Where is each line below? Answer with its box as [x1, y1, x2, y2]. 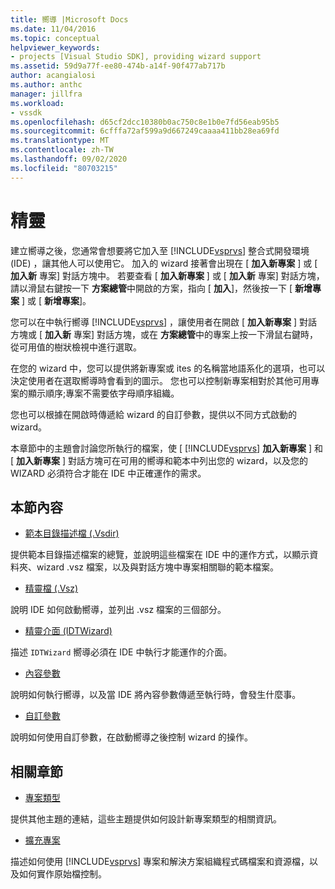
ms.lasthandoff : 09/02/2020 [10, 154, 128, 164]
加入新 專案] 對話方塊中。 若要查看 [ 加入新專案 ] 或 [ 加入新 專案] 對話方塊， [10, 269, 325, 281]
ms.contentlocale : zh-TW [10, 145, 114, 155]
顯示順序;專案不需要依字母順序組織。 [27, 387, 180, 399]
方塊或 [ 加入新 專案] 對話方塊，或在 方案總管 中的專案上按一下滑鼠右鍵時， [10, 328, 318, 340]
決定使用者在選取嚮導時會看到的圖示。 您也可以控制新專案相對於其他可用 [10, 374, 311, 386]
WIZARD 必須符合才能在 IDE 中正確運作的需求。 [10, 467, 207, 479]
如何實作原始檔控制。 [18, 868, 107, 880]
